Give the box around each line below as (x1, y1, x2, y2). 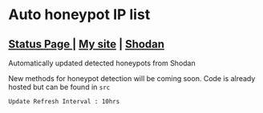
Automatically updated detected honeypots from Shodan (8, 58, 196, 68)
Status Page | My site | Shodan (8, 37, 165, 51)
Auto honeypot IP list (8, 6, 151, 24)
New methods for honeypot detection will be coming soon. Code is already (8, 74, 256, 83)
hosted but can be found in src (8, 82, 111, 92)
